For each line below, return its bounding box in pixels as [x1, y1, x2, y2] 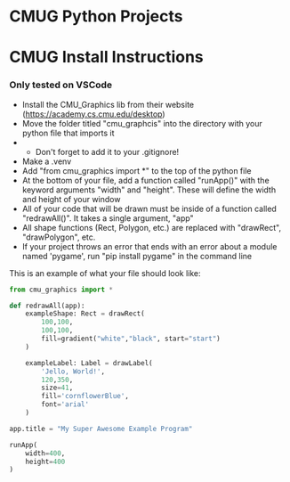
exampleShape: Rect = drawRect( [25, 309, 145, 318]
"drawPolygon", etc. [21, 232, 96, 242]
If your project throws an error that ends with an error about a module [21, 241, 278, 251]
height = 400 [25, 457, 66, 466]
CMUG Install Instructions [9, 47, 205, 68]
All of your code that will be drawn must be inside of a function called [21, 203, 278, 214]
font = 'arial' [41, 400, 90, 409]
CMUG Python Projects [9, 6, 183, 27]
